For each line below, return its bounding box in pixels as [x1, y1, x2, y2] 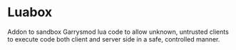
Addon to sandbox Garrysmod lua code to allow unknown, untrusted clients [7, 27, 230, 36]
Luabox [7, 4, 53, 20]
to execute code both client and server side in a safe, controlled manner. [7, 35, 220, 43]
